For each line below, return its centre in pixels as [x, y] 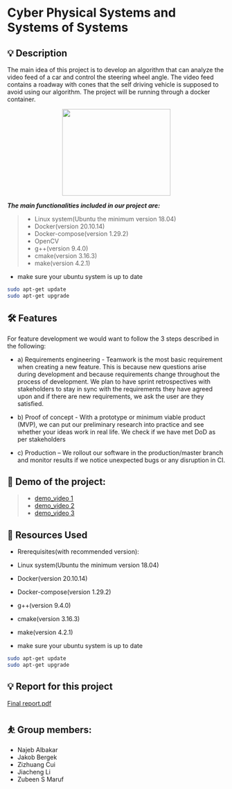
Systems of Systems [68, 27]
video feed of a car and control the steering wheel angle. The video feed [110, 77]
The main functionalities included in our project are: [84, 205]
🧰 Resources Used [47, 535]
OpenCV [47, 241]
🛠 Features [32, 318]
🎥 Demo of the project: [56, 481]
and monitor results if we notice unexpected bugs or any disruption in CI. [121, 460]
